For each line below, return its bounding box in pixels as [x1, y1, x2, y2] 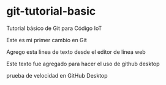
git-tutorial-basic [6, 4, 96, 18]
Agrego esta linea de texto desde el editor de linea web [6, 48, 146, 56]
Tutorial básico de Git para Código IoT [6, 24, 102, 32]
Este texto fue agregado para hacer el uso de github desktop [6, 60, 160, 67]
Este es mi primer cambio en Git [6, 36, 87, 43]
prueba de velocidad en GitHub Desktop [6, 72, 108, 79]
